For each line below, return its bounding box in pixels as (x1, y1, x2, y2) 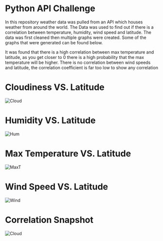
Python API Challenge (5, 3, 96, 14)
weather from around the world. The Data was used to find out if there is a (5, 24, 154, 30)
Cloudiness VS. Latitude (5, 82, 105, 93)
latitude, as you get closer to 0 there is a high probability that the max (5, 54, 145, 60)
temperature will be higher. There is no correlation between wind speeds (5, 59, 151, 65)
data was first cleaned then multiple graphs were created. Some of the (5, 35, 147, 40)
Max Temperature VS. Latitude (5, 148, 131, 159)
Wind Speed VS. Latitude (5, 181, 109, 192)
